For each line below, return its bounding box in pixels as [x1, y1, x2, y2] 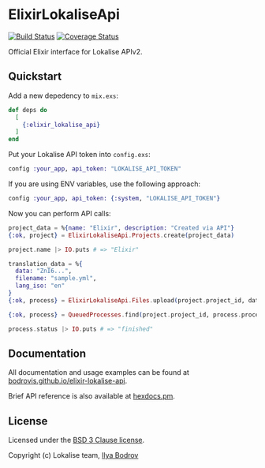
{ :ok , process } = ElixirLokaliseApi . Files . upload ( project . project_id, [8, 296, 245, 305]
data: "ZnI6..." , [15, 267, 73, 275]
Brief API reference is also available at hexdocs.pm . [8, 391, 176, 401]
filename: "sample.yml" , [15, 275, 97, 283]
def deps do [8, 106, 47, 114]
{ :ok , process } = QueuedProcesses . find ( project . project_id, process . [8, 310, 242, 319]
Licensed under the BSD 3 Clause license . [8, 436, 145, 445]
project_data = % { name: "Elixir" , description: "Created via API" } [8, 223, 235, 232]
